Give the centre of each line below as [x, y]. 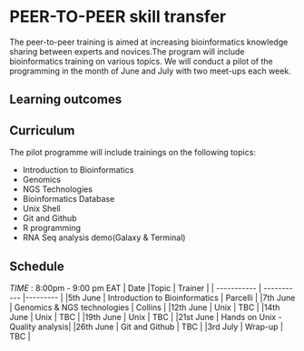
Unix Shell [41, 209]
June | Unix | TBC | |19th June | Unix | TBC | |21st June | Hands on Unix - [146, 316]
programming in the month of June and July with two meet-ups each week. [151, 71]
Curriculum [42, 130]
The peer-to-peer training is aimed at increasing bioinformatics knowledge [149, 42]
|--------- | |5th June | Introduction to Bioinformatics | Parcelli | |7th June [159, 297]
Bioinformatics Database [69, 199]
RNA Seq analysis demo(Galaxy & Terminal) [104, 237]
